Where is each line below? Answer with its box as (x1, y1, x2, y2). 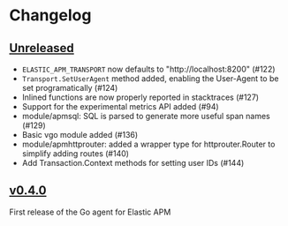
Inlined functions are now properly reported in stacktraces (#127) (21, 92, 259, 102)
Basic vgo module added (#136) (21, 130, 139, 139)
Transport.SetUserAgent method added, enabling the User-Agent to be (21, 73, 279, 84)
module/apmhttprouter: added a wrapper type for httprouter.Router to (21, 139, 276, 149)
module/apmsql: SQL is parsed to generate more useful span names (21, 111, 271, 121)
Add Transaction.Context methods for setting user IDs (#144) (21, 158, 245, 168)
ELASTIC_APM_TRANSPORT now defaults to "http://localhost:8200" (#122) (21, 64, 276, 74)
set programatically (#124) (21, 83, 118, 93)
